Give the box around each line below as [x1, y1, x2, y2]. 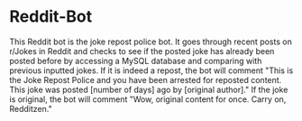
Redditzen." [9, 103, 52, 114]
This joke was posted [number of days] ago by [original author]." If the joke [9, 84, 288, 95]
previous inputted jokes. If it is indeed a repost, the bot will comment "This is [9, 65, 294, 76]
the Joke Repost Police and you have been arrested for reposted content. [9, 74, 282, 85]
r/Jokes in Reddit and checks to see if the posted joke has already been [9, 45, 275, 56]
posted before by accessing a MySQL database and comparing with [9, 55, 262, 66]
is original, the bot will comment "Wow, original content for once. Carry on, [9, 93, 287, 105]
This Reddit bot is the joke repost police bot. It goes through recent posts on [9, 36, 293, 47]
